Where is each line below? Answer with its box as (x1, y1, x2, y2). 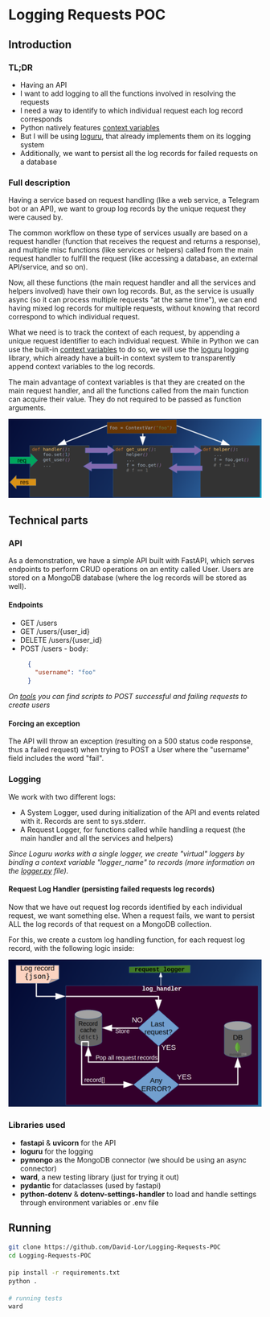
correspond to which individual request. (8, 312, 141, 322)
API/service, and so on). (8, 262, 88, 272)
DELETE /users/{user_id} (19, 635, 103, 644)
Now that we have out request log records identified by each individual (8, 902, 243, 912)
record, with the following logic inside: (8, 943, 135, 953)
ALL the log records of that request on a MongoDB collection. (8, 919, 211, 928)
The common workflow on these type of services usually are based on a (8, 228, 248, 238)
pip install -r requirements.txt (8, 1269, 121, 1277)
